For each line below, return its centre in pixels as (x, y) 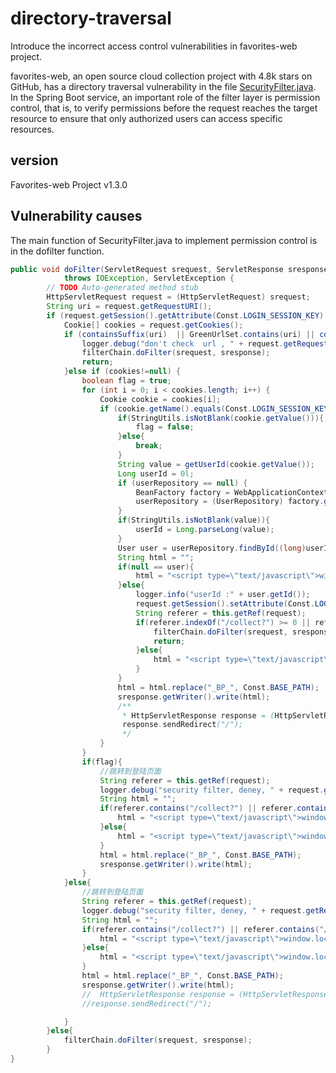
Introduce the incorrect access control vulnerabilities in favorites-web (154, 46)
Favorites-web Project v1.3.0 (69, 184)
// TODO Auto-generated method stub (122, 288)
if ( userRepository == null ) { (182, 483)
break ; (149, 446)
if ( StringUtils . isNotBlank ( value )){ (194, 520)
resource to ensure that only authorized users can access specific (146, 118)
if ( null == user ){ (156, 567)
